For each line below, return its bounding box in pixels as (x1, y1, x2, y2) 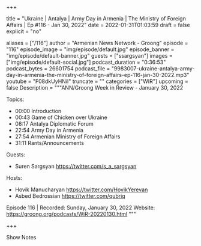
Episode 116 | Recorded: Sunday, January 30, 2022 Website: (6, 204, 155, 211)
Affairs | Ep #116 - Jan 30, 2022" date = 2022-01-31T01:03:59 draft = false (6, 22, 190, 28)
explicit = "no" (6, 28, 42, 35)
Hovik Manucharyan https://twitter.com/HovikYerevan (14, 186, 148, 193)
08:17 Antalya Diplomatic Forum (14, 120, 94, 127)
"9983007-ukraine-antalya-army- (111, 65, 195, 72)
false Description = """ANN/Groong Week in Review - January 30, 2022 (6, 84, 184, 91)
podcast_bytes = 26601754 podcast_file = (6, 65, 110, 72)
